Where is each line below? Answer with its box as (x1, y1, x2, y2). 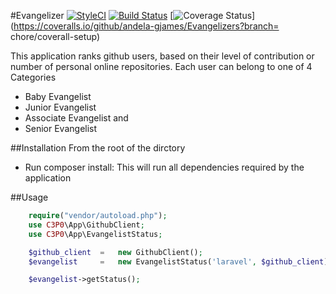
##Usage (10, 191, 49, 203)
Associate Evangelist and (24, 112, 129, 124)
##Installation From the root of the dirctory (10, 142, 186, 154)
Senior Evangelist (24, 123, 98, 134)
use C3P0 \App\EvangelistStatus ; (28, 229, 163, 239)
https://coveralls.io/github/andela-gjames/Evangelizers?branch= (13, 20, 280, 32)
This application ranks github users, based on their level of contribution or (10, 50, 315, 62)
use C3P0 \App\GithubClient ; (28, 220, 145, 230)
